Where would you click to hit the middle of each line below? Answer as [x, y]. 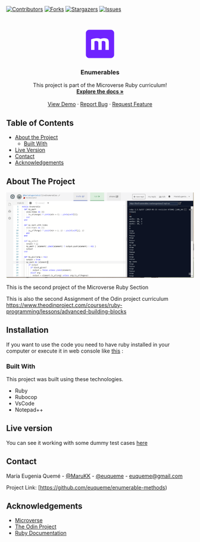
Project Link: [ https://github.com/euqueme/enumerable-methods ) [87, 487]
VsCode [24, 403]
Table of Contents [40, 123]
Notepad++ [29, 409]
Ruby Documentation [40, 533]
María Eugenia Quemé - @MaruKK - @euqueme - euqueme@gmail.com [94, 476]
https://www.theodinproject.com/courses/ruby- [64, 305]
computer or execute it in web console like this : [65, 351]
